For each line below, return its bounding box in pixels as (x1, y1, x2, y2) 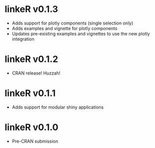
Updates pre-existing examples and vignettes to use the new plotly (11, 30, 150, 36)
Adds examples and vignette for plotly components (11, 25, 117, 31)
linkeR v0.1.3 (4, 3, 58, 15)
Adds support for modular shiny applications (11, 104, 104, 110)
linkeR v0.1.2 (4, 53, 58, 65)
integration (11, 36, 34, 42)
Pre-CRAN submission (11, 138, 58, 144)
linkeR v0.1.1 (4, 87, 56, 99)
